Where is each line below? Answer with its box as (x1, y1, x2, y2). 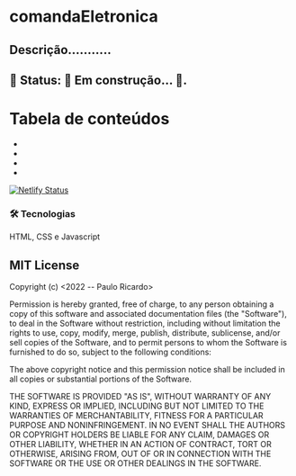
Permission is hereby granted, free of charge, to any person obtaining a (9, 299, 274, 310)
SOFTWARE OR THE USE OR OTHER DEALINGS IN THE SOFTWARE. (9, 458, 262, 469)
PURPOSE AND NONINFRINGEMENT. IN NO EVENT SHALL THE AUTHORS (9, 420, 286, 431)
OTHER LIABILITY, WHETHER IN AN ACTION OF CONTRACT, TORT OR (9, 439, 272, 450)
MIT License (9, 257, 80, 273)
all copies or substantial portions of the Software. (9, 373, 192, 384)
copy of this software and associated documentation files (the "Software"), (9, 309, 288, 319)
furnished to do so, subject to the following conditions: (9, 346, 211, 357)
